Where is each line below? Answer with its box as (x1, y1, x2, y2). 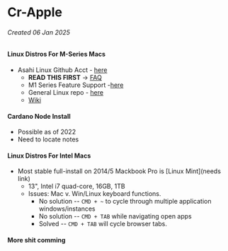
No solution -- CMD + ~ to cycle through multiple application (38, 197, 212, 206)
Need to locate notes (17, 135, 79, 144)
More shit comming (7, 236, 66, 244)
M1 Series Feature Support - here (28, 81, 124, 89)
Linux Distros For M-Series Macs (7, 50, 106, 59)
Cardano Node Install (7, 112, 71, 120)
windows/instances (38, 204, 96, 213)
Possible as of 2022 (17, 128, 76, 136)
